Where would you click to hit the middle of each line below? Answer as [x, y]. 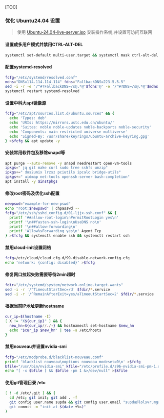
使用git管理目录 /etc [25, 382]
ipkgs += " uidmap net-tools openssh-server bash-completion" [68, 177]
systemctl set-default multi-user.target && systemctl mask [68, 55]
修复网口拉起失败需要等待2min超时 [40, 274]
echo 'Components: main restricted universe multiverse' [69, 132]
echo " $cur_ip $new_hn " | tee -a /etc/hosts [55, 330]
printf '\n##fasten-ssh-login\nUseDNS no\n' [55, 222]
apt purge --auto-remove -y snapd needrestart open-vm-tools [69, 163]
